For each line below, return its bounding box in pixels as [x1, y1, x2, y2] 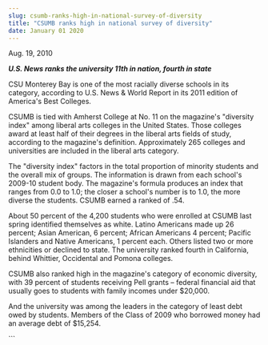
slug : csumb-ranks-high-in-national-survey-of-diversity [8, 11, 202, 20]
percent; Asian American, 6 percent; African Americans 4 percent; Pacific [8, 228, 252, 238]
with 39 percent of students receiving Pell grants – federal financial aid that [8, 278, 256, 287]
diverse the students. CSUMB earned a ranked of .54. [8, 195, 185, 205]
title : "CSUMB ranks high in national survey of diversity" [8, 19, 214, 27]
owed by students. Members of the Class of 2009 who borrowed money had [8, 310, 261, 320]
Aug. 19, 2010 [8, 49, 54, 58]
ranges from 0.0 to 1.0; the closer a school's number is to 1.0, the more [8, 187, 241, 197]
